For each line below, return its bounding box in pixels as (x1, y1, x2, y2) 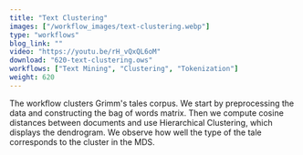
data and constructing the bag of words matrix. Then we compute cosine (9, 107, 285, 119)
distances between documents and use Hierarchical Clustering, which (9, 117, 274, 128)
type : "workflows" (9, 30, 79, 39)
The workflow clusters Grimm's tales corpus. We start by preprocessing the (9, 98, 295, 108)
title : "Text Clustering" (9, 13, 108, 23)
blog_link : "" (9, 38, 64, 48)
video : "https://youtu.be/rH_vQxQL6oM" (9, 47, 162, 57)
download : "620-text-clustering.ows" (9, 56, 153, 65)
